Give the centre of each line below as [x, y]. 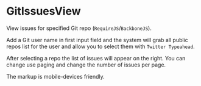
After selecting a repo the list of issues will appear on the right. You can [96, 58]
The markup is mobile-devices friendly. [55, 76]
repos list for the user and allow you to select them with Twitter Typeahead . [100, 46]
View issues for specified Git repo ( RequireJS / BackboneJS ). [79, 28]
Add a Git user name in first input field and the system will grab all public [97, 40]
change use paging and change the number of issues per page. [86, 65]
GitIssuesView [44, 11]
